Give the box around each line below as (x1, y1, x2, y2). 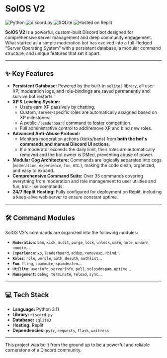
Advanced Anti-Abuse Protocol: (12, 130, 81, 136)
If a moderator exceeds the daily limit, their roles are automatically (19, 146, 155, 152)
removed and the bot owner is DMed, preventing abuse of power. (19, 152, 154, 158)
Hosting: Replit (12, 322, 44, 328)
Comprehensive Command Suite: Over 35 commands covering (12, 173, 143, 179)
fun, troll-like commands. (12, 183, 64, 189)
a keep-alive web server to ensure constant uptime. (12, 194, 118, 200)
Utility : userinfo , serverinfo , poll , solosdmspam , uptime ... (12, 265, 132, 272)
